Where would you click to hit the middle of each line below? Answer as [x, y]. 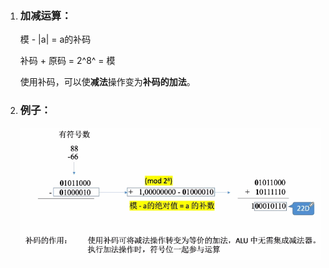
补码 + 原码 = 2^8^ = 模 [67, 61]
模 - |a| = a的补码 [55, 39]
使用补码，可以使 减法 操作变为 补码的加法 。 [107, 82]
